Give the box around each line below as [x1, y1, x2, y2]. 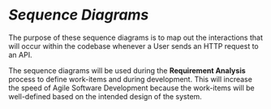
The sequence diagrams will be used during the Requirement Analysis [8, 65, 246, 75]
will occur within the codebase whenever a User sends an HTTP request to [8, 41, 260, 50]
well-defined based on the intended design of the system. [8, 91, 203, 101]
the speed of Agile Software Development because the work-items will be [8, 83, 255, 93]
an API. [8, 50, 32, 59]
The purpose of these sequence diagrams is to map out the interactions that [8, 33, 264, 42]
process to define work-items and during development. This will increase [8, 74, 253, 84]
